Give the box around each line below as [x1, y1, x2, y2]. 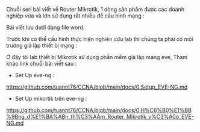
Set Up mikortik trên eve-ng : [14, 95, 87, 102]
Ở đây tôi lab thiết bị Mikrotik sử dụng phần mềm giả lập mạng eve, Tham [6, 54, 188, 60]
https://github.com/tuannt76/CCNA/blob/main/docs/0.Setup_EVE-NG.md [6, 83, 188, 90]
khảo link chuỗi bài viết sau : [6, 60, 77, 67]
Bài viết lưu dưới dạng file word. [6, 24, 85, 31]
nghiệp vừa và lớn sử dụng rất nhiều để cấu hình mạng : [6, 12, 145, 19]
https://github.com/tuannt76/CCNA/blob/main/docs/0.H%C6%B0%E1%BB [6, 107, 192, 114]
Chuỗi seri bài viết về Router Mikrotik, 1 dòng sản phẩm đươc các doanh [6, 6, 185, 13]
